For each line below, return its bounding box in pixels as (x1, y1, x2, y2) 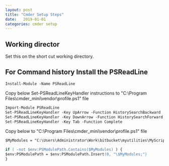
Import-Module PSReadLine (5, 105, 59, 110)
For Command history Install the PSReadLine (5, 68, 148, 76)
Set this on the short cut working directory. (5, 53, 94, 59)
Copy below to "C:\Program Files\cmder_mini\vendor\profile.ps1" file (5, 128, 147, 134)
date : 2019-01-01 (5, 17, 46, 22)
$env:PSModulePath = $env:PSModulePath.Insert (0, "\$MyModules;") (5, 152, 147, 157)
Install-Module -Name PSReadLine (5, 81, 75, 86)
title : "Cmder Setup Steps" (5, 12, 64, 17)
